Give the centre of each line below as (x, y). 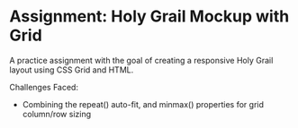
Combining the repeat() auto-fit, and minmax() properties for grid (143, 104)
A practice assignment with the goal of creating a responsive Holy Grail (141, 60)
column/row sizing (57, 114)
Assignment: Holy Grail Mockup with (149, 17)
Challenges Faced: (44, 87)
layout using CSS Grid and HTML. (72, 70)
